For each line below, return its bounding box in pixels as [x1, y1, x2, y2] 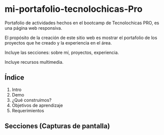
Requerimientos [11, 107, 44, 113]
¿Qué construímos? [11, 97, 52, 103]
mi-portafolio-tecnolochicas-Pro [4, 3, 143, 15]
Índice [4, 73, 24, 82]
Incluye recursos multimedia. [4, 59, 64, 65]
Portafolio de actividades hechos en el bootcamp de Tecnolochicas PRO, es [4, 20, 160, 26]
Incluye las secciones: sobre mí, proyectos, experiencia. [4, 49, 119, 55]
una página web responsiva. [4, 25, 62, 31]
